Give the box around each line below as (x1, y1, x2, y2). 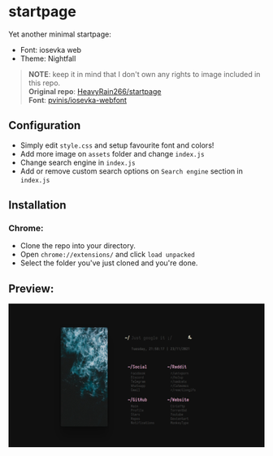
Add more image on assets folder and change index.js (19, 148, 205, 158)
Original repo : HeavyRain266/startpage (28, 86, 162, 96)
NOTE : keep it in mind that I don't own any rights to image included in (28, 69, 261, 79)
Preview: (8, 282, 54, 295)
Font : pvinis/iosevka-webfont (28, 95, 128, 105)
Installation (8, 198, 67, 213)
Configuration (8, 118, 81, 132)
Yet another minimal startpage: (8, 29, 111, 39)
